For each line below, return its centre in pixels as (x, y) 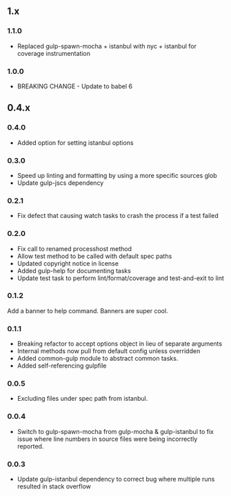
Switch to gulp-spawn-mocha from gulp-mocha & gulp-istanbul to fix (115, 431)
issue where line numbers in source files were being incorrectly (107, 439)
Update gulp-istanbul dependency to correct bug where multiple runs (116, 479)
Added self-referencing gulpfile (62, 366)
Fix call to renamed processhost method (74, 248)
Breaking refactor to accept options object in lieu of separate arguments (120, 344)
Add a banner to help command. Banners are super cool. (88, 310)
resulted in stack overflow (54, 486)
